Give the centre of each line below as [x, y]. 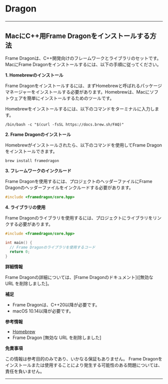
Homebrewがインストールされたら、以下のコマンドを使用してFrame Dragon [84, 145]
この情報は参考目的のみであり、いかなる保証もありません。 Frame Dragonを [84, 359]
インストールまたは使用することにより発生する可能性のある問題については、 [84, 365]
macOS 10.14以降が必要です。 [43, 311]
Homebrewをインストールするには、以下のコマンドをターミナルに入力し [80, 108]
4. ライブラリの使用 [25, 207]
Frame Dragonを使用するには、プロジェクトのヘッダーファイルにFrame [79, 181]
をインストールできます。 [31, 151]
